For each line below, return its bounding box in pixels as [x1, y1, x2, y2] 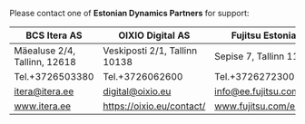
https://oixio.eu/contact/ [103, 100, 206, 112]
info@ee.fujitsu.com [214, 85, 300, 98]
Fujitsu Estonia [231, 29, 297, 42]
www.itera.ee [14, 100, 71, 112]
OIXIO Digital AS [117, 29, 191, 42]
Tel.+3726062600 [103, 71, 183, 82]
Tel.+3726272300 [214, 71, 295, 82]
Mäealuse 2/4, [14, 44, 76, 57]
